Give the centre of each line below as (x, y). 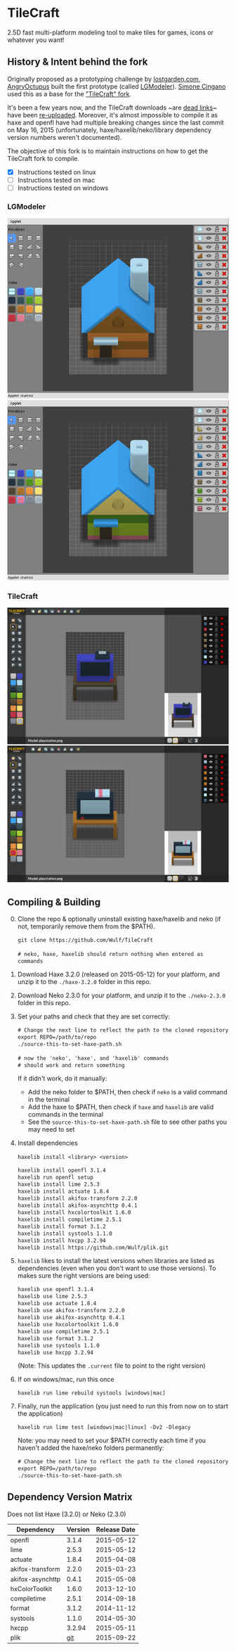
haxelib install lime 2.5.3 (58, 1184)
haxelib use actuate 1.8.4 (57, 1303)
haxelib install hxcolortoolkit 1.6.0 (74, 1212)
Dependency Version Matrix (70, 1497)
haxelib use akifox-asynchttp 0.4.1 (71, 1317)
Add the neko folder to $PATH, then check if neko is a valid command (127, 1092)
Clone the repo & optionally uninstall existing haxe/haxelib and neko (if (119, 919)
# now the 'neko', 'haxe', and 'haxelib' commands (93, 1058)
